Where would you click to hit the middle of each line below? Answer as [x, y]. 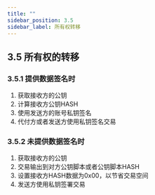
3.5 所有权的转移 [43, 57]
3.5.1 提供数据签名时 [41, 79]
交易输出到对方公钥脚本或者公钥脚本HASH [79, 167]
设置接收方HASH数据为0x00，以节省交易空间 [83, 175]
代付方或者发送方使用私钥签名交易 [67, 122]
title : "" [22, 14]
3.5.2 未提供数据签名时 [46, 141]
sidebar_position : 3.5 [40, 20]
